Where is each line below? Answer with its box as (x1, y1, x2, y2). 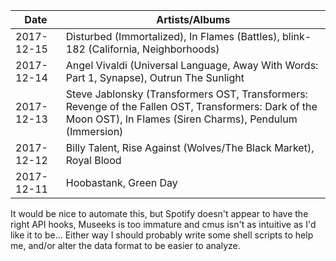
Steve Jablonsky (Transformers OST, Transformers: (65, 87, 308, 101)
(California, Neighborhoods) (88, 42, 220, 56)
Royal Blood (65, 154, 122, 167)
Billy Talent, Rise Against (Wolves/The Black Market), (65, 141, 315, 154)
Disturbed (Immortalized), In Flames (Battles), (65, 30, 280, 43)
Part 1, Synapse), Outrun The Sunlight (65, 71, 245, 84)
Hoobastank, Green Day (65, 176, 178, 189)
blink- (282, 30, 312, 43)
